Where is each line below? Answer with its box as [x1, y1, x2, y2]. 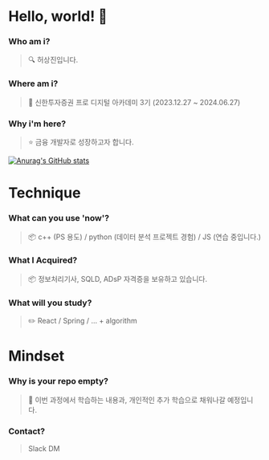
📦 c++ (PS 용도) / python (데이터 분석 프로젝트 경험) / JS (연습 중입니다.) [27, 232, 262, 242]
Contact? [8, 425, 46, 437]
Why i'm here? [8, 118, 67, 129]
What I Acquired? [8, 254, 78, 266]
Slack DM [27, 443, 60, 453]
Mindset [8, 347, 65, 365]
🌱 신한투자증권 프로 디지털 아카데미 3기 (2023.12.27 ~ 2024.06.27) [27, 97, 241, 107]
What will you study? [8, 297, 92, 308]
